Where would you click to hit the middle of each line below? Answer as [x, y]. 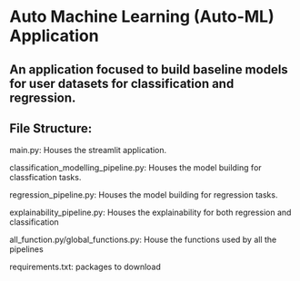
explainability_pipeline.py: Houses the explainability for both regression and [150, 213]
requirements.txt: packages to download [85, 267]
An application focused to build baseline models [149, 69]
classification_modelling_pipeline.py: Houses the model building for [135, 168]
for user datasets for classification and [122, 83]
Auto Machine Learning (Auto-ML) [142, 17]
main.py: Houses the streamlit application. [88, 150]
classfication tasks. [45, 178]
